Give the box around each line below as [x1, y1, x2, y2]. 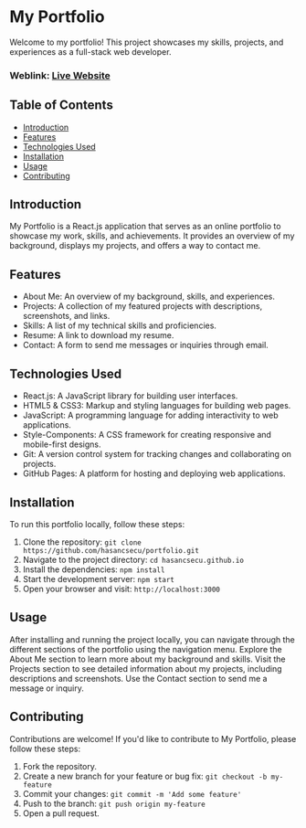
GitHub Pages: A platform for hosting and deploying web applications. [22, 468, 286, 479]
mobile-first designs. [22, 439, 101, 450]
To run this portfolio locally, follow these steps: [9, 518, 185, 529]
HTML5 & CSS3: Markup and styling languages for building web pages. [22, 400, 291, 411]
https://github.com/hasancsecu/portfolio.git [22, 546, 199, 555]
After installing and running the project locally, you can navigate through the [9, 633, 295, 645]
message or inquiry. [9, 683, 85, 694]
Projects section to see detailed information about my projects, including [9, 663, 282, 674]
